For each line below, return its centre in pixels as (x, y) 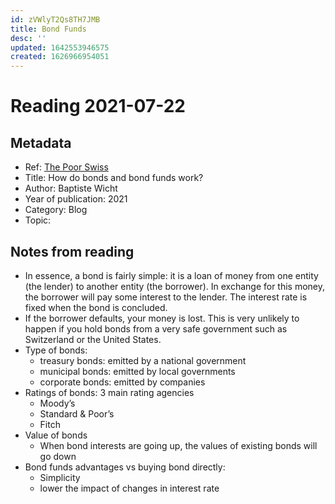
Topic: (38, 220)
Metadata (41, 142)
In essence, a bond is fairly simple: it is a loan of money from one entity (171, 275)
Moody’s (57, 403)
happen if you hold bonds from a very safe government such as (156, 328)
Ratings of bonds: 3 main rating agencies (109, 392)
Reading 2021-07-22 (98, 106)
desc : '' (28, 38)
